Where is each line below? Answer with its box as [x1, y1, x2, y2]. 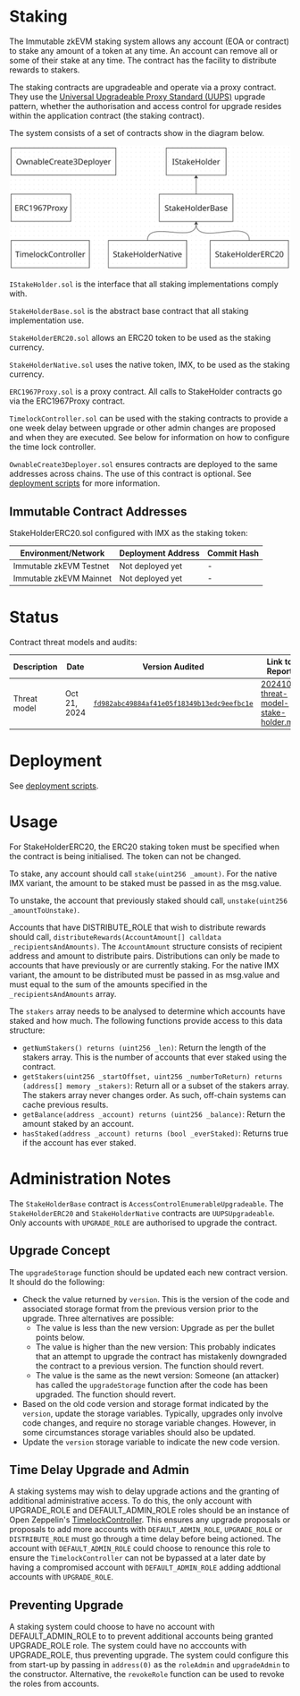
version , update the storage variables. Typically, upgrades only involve [21, 1408, 283, 1419]
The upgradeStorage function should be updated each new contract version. [9, 1266, 288, 1277]
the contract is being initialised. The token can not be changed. [9, 850, 242, 861]
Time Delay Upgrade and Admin [9, 1462, 190, 1478]
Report [266, 666, 293, 677]
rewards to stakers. [9, 64, 80, 75]
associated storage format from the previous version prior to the [21, 1303, 259, 1314]
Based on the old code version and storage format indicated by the [21, 1398, 270, 1409]
